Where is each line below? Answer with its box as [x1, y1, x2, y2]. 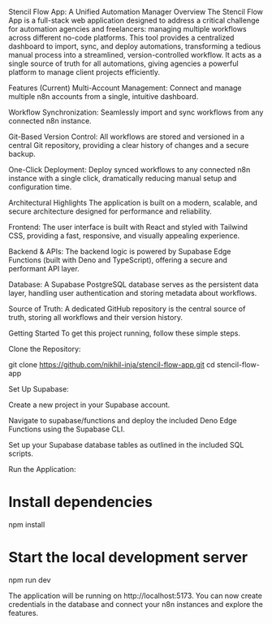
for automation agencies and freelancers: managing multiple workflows [8, 24, 247, 33]
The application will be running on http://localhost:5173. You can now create [8, 591, 262, 600]
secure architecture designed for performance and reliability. [8, 206, 213, 216]
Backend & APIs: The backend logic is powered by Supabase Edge [8, 247, 231, 256]
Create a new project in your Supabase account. [8, 400, 171, 409]
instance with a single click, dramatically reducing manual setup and [8, 174, 237, 183]
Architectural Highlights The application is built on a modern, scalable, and [8, 198, 258, 207]
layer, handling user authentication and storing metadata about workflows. [8, 288, 257, 297]
